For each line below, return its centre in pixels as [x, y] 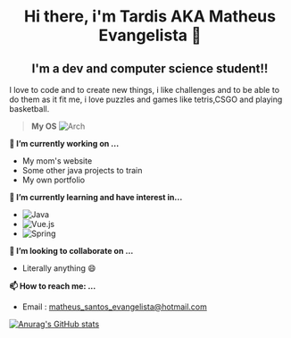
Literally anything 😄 [59, 268]
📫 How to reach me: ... [53, 286]
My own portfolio [54, 180]
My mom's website [57, 161]
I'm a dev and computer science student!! [150, 68]
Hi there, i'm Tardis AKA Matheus [150, 17]
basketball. [29, 109]
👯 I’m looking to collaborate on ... [71, 251]
